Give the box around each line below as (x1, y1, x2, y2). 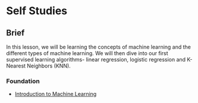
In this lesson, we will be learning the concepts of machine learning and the (6, 43, 191, 50)
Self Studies (6, 4, 67, 18)
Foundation (6, 77, 40, 85)
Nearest (6, 62, 26, 69)
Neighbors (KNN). (26, 62, 71, 69)
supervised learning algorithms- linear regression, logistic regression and (6, 56, 186, 63)
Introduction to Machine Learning (14, 91, 97, 98)
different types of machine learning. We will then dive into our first (6, 50, 168, 57)
